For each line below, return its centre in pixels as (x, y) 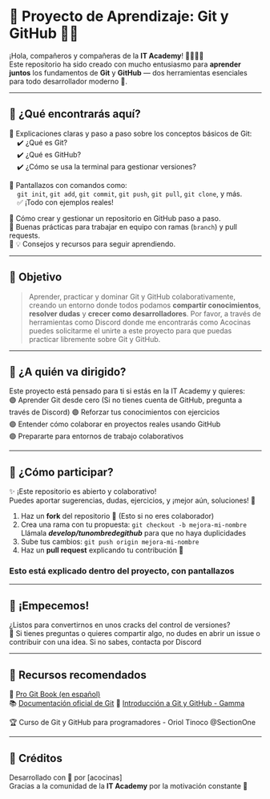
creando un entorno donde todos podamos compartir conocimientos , (145, 305)
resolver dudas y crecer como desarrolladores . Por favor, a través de (145, 313)
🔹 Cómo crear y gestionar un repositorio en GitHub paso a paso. (115, 218)
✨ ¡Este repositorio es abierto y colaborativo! (83, 491)
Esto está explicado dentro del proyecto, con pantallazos (122, 571)
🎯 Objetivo (36, 277)
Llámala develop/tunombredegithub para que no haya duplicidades (133, 533)
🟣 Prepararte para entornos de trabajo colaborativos (96, 436)
